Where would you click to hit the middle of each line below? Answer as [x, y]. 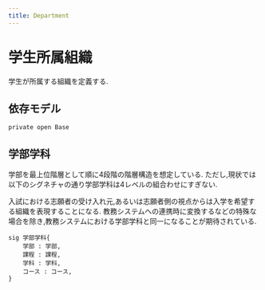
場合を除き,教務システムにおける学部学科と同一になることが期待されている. [132, 221]
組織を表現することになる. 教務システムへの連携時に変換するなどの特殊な [136, 211]
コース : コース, [47, 272]
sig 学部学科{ [29, 238]
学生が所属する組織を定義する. [59, 81]
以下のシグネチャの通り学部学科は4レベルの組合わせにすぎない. [113, 185]
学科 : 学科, [42, 264]
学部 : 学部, [42, 247]
